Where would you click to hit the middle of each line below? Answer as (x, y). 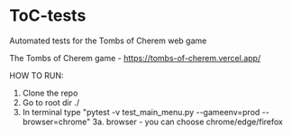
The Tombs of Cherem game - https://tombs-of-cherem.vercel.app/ (135, 58)
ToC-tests (48, 16)
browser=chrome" (56, 122)
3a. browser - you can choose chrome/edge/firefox (188, 122)
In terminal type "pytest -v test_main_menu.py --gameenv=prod (141, 112)
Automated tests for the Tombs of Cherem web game (108, 41)
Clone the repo (50, 93)
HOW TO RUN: (37, 75)
